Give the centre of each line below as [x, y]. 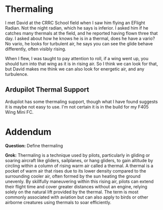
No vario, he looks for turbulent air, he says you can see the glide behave [79, 43]
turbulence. [17, 74]
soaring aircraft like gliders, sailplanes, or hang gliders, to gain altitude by [79, 160]
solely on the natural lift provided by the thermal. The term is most [72, 192]
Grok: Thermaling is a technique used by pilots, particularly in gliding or [78, 155]
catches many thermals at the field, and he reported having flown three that [81, 33]
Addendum [28, 132]
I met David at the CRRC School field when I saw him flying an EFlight [75, 23]
